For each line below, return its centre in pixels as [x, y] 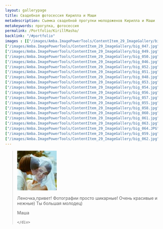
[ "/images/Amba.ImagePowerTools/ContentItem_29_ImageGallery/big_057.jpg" [82, 97]
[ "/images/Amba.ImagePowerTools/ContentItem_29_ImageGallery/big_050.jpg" [82, 57]
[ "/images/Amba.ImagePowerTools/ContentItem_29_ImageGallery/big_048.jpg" [82, 77]
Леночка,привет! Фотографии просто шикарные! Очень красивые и [87, 198]
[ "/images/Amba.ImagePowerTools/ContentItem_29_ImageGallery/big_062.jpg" [82, 139]
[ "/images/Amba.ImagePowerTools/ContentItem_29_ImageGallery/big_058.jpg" [82, 108]
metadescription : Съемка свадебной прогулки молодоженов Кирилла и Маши [80, 20]
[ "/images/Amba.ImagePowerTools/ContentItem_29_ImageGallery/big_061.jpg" [82, 118]
